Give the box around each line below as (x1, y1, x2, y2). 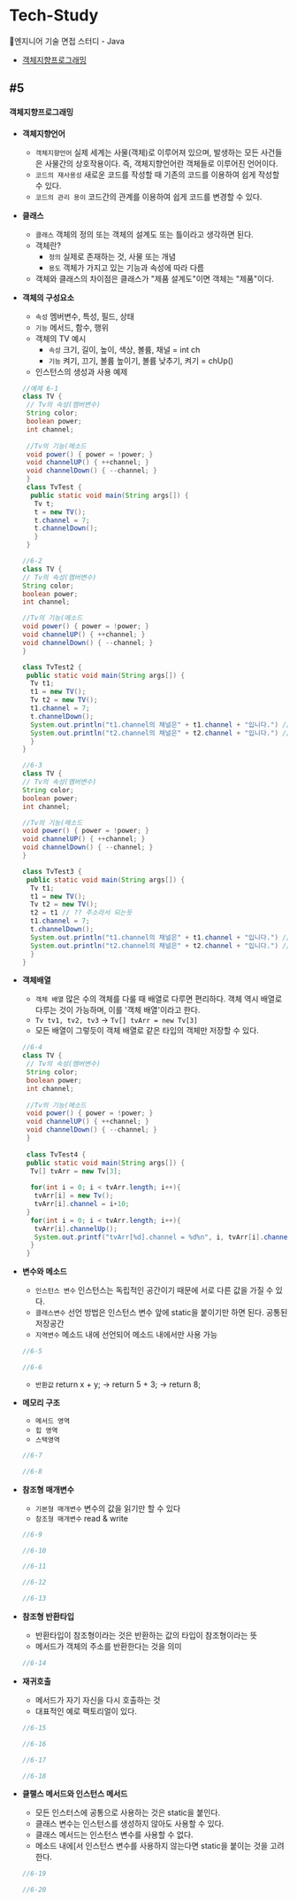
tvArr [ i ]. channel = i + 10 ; (34, 1200, 130, 1209)
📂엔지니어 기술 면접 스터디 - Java (9, 35, 126, 46)
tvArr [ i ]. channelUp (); (34, 1224, 118, 1233)
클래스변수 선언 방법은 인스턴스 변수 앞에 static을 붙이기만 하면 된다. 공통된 (34, 1307, 288, 1318)
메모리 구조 (21, 1397, 60, 1407)
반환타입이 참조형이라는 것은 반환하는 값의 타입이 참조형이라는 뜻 (34, 1630, 258, 1640)
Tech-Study (9, 5, 99, 26)
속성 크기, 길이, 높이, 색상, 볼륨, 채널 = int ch (48, 344, 201, 354)
